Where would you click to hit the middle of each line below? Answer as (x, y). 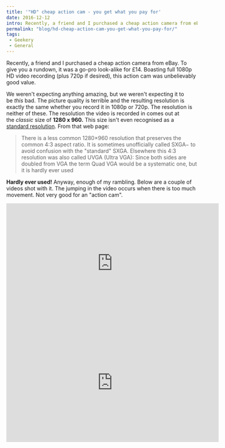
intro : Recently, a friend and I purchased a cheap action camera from (99, 23)
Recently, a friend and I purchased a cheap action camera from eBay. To (96, 63)
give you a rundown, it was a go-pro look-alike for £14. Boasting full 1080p (99, 69)
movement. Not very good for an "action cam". (65, 195)
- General (21, 46)
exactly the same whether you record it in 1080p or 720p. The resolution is (99, 107)
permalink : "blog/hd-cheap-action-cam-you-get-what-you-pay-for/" (92, 29)
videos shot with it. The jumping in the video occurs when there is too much (101, 188)
